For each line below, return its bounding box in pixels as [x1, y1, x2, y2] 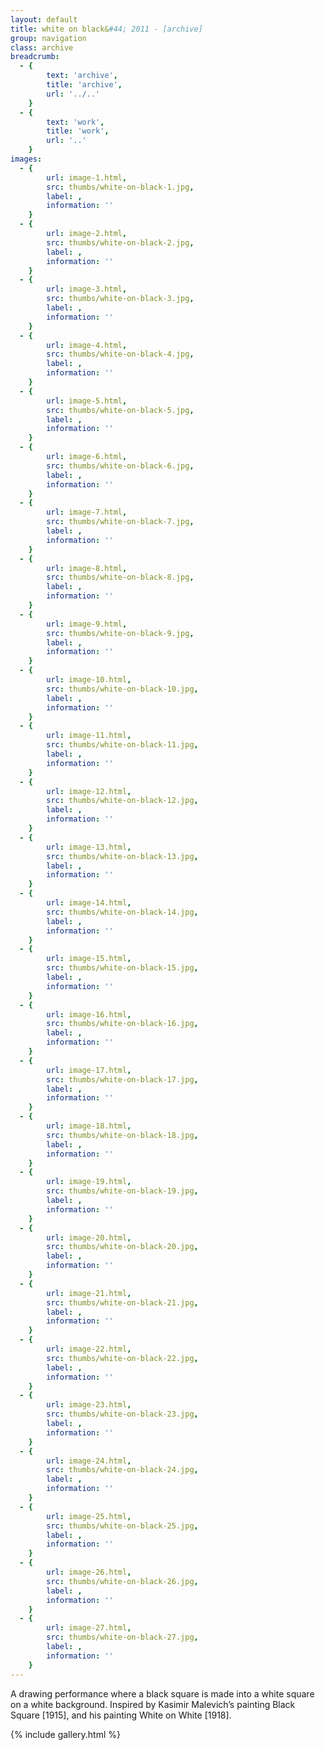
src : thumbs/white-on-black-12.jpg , [46, 796, 199, 806]
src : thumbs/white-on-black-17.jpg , [46, 1074, 199, 1085]
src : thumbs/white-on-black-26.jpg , [46, 1576, 199, 1586]
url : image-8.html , [46, 563, 128, 573]
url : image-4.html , [46, 340, 128, 350]
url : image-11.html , [46, 731, 132, 741]
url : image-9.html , [46, 619, 128, 629]
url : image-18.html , [46, 1121, 132, 1131]
